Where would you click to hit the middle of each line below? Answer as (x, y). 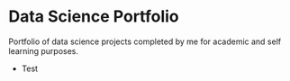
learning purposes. (43, 50)
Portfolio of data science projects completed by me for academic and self (145, 41)
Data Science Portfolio (94, 17)
